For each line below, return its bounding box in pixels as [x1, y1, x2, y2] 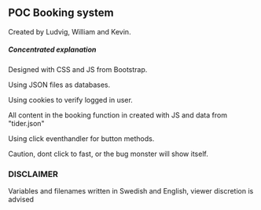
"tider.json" [8, 118, 45, 128]
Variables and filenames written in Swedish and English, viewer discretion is [8, 186, 254, 196]
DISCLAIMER [8, 168, 59, 179]
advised [8, 195, 34, 205]
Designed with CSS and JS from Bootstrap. [8, 64, 148, 74]
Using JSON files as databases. [8, 80, 111, 89]
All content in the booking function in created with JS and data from [8, 110, 228, 120]
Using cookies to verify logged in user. [8, 95, 134, 104]
